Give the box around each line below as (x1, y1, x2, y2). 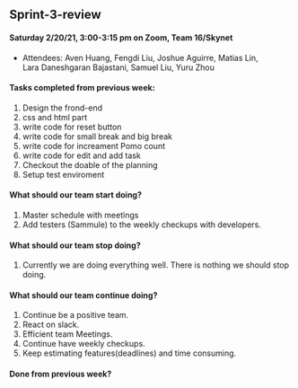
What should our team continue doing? (9, 289, 158, 300)
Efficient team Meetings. (22, 329, 113, 339)
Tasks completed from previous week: (9, 83, 155, 93)
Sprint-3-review (9, 7, 101, 22)
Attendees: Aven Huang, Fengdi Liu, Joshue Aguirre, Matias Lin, (22, 52, 259, 63)
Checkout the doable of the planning (22, 159, 159, 170)
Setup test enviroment (22, 169, 105, 180)
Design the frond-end (22, 102, 103, 113)
